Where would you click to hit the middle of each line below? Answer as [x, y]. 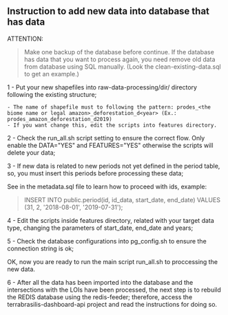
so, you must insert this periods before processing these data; [95, 173]
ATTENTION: [25, 39]
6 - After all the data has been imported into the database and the [100, 282]
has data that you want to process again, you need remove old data [120, 59]
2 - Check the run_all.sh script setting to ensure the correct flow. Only [106, 138]
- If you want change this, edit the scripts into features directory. [112, 125]
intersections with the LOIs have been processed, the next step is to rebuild [114, 290]
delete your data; [31, 152]
